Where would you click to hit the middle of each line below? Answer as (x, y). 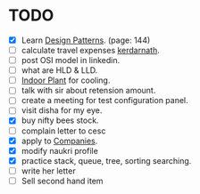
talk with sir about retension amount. (88, 91)
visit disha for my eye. (62, 110)
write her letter (49, 171)
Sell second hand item (62, 181)
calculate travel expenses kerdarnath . (90, 50)
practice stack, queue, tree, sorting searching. (106, 160)
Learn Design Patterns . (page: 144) (86, 40)
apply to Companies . (59, 141)
